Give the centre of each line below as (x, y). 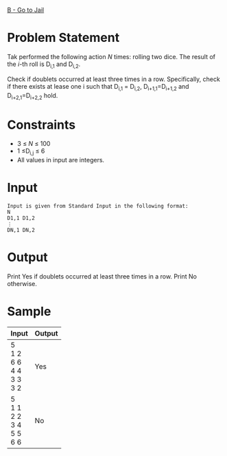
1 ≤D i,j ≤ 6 (31, 152)
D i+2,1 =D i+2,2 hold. (33, 96)
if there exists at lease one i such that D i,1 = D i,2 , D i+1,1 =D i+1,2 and (98, 87)
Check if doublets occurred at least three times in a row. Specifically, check (114, 79)
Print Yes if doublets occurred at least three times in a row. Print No (102, 276)
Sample (29, 312)
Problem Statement (63, 38)
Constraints (41, 125)
